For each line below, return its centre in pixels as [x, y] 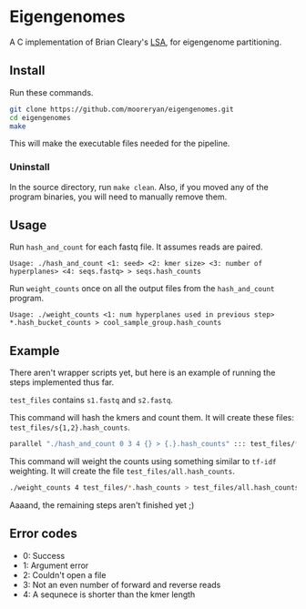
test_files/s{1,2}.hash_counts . [70, 427]
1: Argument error [56, 565]
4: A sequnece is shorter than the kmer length [109, 594]
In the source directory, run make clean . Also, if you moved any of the [139, 187]
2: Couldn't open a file [64, 574]
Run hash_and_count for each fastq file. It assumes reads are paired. [136, 247]
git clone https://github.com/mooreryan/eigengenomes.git [122, 109]
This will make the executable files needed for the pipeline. [120, 144]
